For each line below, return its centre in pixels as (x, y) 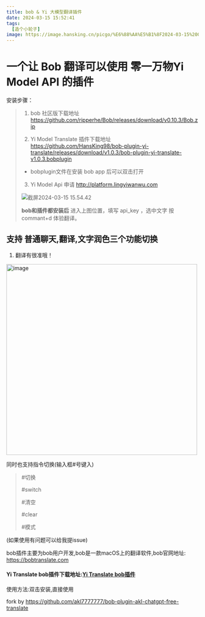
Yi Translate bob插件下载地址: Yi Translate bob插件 (71, 574)
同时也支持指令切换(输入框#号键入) (50, 464)
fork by (15, 602)
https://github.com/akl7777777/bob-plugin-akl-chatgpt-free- (102, 602)
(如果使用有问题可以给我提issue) (47, 540)
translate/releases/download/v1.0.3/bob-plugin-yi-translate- (106, 153)
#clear (29, 514)
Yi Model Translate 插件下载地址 (70, 139)
